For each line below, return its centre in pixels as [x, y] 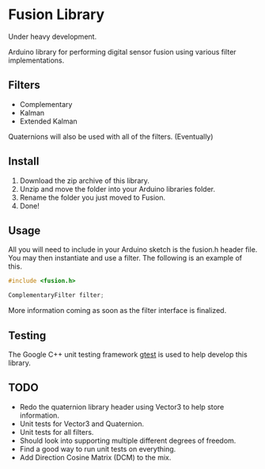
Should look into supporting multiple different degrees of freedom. [128, 440]
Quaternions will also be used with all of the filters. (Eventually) [111, 136]
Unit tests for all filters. [57, 432]
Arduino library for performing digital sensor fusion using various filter [122, 51]
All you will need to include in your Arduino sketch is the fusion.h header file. [133, 250]
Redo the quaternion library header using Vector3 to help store [122, 406]
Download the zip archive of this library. [85, 181]
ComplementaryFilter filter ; [56, 296]
